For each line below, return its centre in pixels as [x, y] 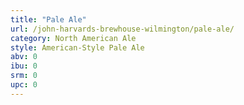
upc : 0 [24, 85]
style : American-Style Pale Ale [77, 47]
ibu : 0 [24, 66]
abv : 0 [24, 57]
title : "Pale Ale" [48, 19]
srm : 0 [24, 76]
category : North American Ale [73, 38]
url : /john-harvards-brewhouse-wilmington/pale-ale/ [122, 29]
